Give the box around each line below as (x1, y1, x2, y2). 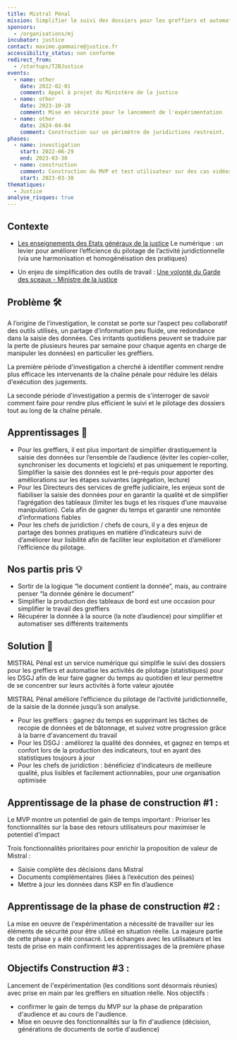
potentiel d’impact (7, 830, 60, 839)
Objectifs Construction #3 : (7, 962, 130, 974)
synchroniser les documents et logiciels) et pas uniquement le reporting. (17, 460, 229, 469)
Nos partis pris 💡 (7, 563, 83, 575)
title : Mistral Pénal (7, 10, 71, 18)
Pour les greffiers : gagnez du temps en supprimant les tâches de (17, 716, 208, 724)
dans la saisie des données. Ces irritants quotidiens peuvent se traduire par (7, 333, 227, 342)
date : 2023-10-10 (20, 102, 71, 109)
